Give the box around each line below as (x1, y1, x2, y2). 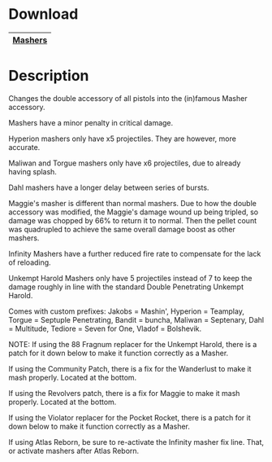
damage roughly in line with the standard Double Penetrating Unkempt (8, 282, 244, 292)
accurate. (8, 142, 41, 152)
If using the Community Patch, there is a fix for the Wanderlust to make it (8, 363, 252, 373)
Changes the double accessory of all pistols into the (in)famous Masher (8, 93, 248, 103)
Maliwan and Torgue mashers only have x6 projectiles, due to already (8, 158, 241, 168)
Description (8, 67, 89, 86)
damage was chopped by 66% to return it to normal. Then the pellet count (8, 215, 257, 225)
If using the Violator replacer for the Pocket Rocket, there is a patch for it (8, 412, 251, 422)
